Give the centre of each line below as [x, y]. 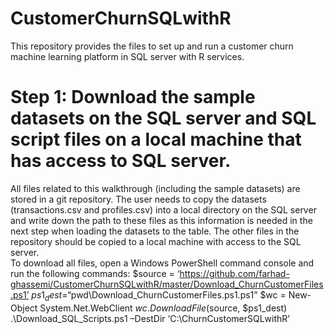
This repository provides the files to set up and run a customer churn [152, 46]
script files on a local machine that [156, 139]
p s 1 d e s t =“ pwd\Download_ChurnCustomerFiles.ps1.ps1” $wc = [159, 295]
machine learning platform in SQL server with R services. [127, 56]
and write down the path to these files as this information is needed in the [161, 220]
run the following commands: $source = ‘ [95, 273]
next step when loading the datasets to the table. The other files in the [155, 231]
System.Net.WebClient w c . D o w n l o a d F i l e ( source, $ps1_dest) [163, 308]
